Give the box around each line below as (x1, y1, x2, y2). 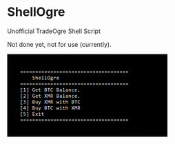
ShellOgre (7, 4, 65, 20)
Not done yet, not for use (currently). (7, 40, 112, 48)
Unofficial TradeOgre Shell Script (7, 27, 101, 35)
